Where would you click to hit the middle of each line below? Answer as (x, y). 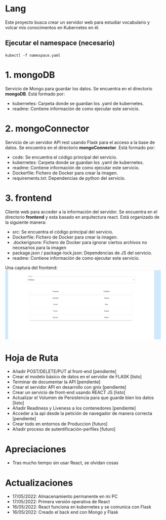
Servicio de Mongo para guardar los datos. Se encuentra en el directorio (79, 88)
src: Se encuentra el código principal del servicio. (63, 232)
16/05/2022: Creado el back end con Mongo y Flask (65, 512)
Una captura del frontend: (31, 268)
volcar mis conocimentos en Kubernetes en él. (52, 27)
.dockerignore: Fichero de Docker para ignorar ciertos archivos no (80, 242)
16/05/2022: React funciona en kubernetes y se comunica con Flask (82, 507)
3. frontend (28, 198)
